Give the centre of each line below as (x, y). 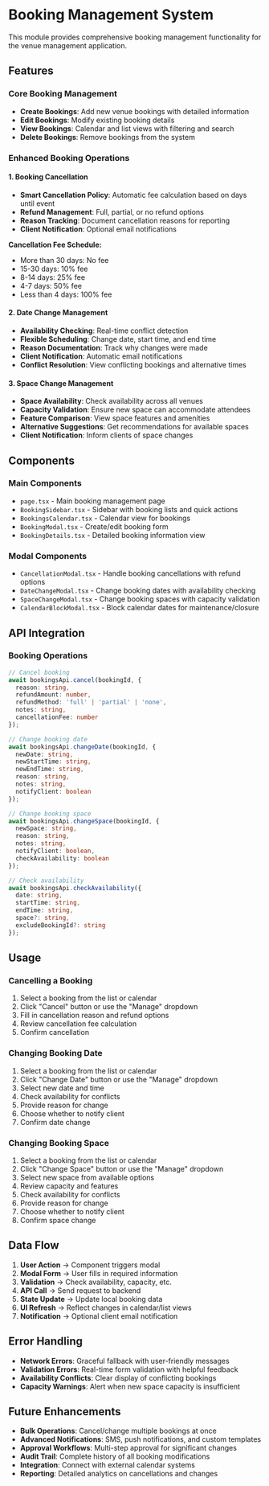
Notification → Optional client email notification (99, 1316)
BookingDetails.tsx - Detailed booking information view (113, 535)
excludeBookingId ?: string (61, 925)
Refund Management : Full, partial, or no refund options (112, 211)
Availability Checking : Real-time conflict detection (104, 330)
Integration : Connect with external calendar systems (107, 1465)
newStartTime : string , (53, 761)
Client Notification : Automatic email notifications (101, 356)
